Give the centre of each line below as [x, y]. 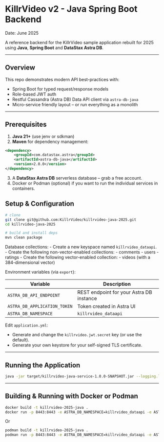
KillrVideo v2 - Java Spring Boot [71, 9]
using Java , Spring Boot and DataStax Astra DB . [54, 47]
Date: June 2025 [22, 33]
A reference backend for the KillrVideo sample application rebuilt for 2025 [79, 42]
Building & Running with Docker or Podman [72, 396]
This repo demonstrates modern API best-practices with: [62, 79]
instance [87, 299]
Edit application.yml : [27, 325]
